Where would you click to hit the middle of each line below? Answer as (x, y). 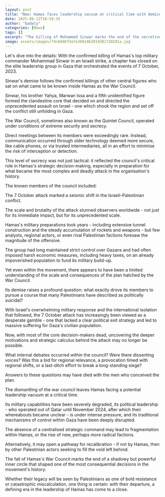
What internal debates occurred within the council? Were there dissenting (80, 355)
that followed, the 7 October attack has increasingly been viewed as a (76, 315)
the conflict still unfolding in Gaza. (40, 111)
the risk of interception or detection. (41, 151)
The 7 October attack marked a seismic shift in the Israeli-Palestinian (75, 195)
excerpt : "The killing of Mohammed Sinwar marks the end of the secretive (83, 37)
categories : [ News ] (25, 28)
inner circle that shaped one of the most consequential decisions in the (77, 464)
